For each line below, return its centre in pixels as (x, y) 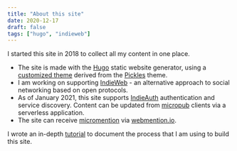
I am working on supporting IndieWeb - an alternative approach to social (123, 83)
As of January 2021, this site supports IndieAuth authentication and (116, 98)
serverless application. (51, 113)
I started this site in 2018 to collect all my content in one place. (99, 54)
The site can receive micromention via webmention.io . (97, 121)
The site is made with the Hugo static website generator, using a (112, 67)
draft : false (27, 27)
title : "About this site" (46, 14)
